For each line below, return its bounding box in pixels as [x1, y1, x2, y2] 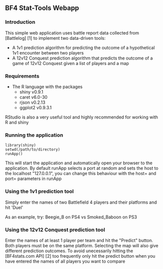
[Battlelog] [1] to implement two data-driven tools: [5, 35, 106, 41]
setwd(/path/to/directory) [5, 147, 60, 152]
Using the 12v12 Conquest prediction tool [5, 226, 106, 233]
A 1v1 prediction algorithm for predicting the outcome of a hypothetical [12, 44, 155, 51]
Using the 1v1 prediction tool [5, 188, 74, 195]
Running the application [5, 131, 63, 138]
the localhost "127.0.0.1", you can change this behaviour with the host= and [5, 171, 156, 177]
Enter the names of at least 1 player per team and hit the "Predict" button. [5, 237, 153, 243]
